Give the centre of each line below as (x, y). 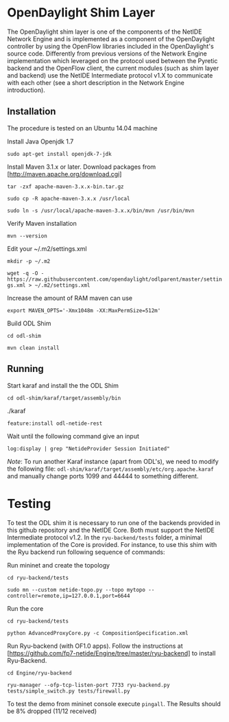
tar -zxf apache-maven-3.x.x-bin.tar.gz (66, 187)
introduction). (26, 90)
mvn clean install (33, 348)
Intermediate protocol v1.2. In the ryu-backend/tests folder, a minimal (105, 537)
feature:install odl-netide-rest (55, 423)
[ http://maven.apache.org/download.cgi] (64, 174)
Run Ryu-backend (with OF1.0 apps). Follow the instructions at (95, 646)
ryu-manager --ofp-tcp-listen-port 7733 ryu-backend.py (88, 685)
